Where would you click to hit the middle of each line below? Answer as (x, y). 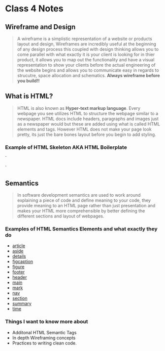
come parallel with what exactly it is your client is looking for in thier (86, 54)
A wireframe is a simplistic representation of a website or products (85, 39)
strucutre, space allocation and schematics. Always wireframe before (88, 75)
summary (22, 304)
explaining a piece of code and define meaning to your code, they (84, 200)
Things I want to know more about (47, 322)
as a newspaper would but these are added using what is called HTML (88, 124)
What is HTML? (29, 96)
